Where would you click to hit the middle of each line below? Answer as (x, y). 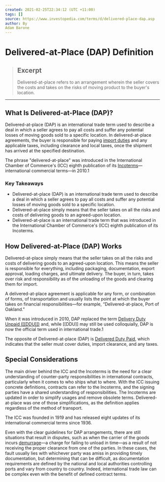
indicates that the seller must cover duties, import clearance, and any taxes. (82, 344)
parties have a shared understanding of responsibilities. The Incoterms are (81, 392)
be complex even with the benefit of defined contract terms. (66, 474)
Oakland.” (15, 309)
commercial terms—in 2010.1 (60, 171)
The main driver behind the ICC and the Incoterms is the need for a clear (79, 371)
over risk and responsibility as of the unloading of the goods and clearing (79, 279)
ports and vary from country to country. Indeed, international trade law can (81, 469)
